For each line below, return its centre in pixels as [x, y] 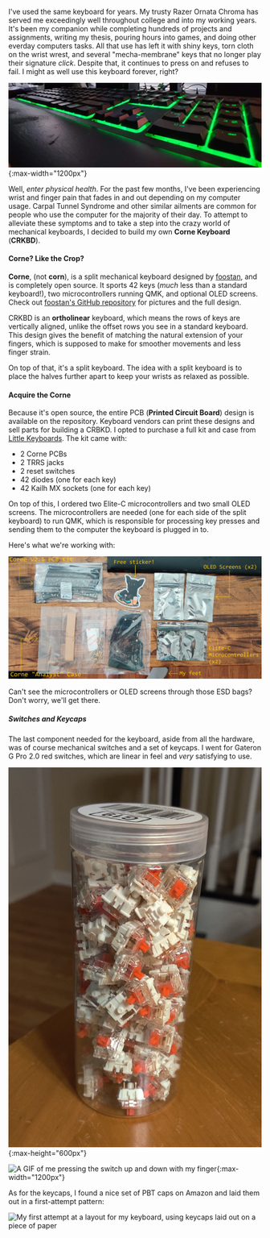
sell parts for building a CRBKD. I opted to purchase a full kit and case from [132, 430]
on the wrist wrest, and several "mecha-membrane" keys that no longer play [135, 54]
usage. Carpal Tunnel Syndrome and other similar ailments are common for [133, 206]
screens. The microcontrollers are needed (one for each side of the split [127, 513]
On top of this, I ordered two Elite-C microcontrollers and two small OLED [129, 504]
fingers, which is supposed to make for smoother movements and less [125, 344]
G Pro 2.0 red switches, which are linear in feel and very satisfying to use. [130, 756]
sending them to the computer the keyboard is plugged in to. [108, 530]
